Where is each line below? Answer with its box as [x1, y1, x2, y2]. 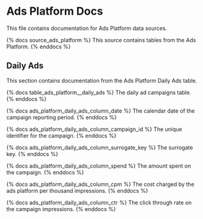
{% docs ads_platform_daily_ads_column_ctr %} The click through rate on [6, 199, 192, 206]
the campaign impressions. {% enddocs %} [6, 205, 116, 212]
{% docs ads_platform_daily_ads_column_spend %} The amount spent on [6, 162, 191, 169]
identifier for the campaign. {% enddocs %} [6, 132, 117, 139]
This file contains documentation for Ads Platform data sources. [6, 24, 168, 32]
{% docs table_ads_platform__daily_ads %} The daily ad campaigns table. [6, 89, 191, 96]
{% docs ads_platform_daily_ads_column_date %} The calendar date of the [6, 107, 195, 114]
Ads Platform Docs [6, 4, 103, 18]
